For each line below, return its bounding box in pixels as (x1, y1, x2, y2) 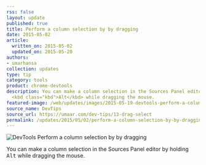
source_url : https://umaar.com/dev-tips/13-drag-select (6, 111, 152, 117)
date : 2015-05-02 (6, 32, 51, 38)
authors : (6, 54, 29, 61)
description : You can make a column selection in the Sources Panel (6, 89, 185, 95)
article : (6, 37, 29, 43)
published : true (6, 20, 48, 26)
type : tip (6, 71, 32, 78)
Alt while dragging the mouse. (6, 152, 85, 159)
